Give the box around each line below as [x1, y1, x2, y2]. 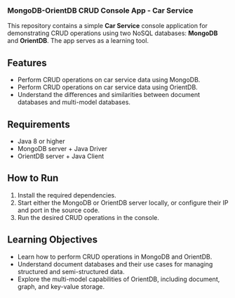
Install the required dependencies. [17, 190, 117, 199]
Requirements [7, 118, 70, 130]
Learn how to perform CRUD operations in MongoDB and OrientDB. [17, 252, 213, 261]
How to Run [7, 172, 59, 184]
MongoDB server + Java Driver [17, 144, 107, 153]
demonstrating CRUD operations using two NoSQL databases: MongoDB [7, 29, 218, 37]
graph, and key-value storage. [17, 282, 105, 290]
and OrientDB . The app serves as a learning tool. [7, 37, 149, 45]
